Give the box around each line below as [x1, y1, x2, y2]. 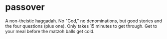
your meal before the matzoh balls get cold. [5, 28, 95, 34]
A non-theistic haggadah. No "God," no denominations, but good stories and [5, 18, 162, 24]
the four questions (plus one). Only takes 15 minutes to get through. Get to [5, 23, 158, 29]
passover [5, 1, 45, 13]
